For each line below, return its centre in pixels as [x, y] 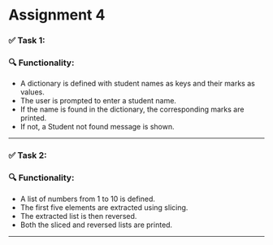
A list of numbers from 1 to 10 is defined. [88, 199]
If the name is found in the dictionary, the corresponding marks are [132, 109]
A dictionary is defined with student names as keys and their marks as [138, 84]
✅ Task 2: [28, 155]
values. [32, 92]
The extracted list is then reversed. [78, 216]
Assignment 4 [57, 15]
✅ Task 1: [27, 41]
